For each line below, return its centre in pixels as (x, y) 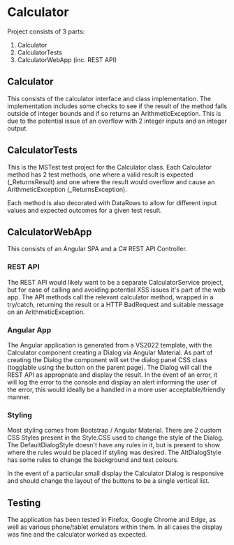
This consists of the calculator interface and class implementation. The (109, 98)
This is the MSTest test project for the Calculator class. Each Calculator (109, 167)
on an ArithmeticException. (46, 312)
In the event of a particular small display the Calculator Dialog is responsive (116, 473)
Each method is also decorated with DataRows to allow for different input (112, 202)
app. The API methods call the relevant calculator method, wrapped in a (110, 297)
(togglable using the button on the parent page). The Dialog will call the (110, 367)
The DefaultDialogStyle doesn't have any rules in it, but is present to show (114, 445)
